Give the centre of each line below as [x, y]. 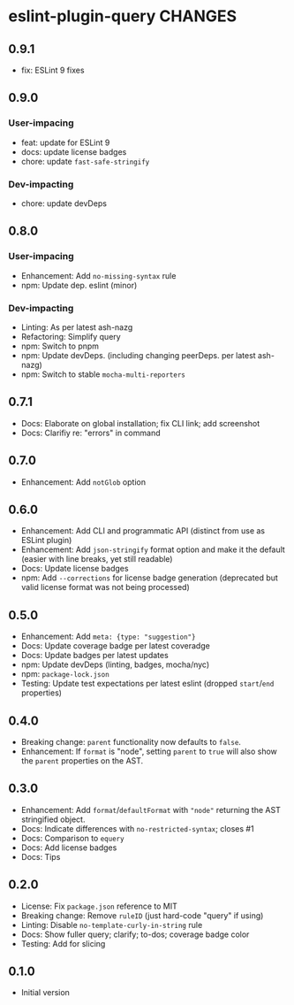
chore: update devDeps [64, 203]
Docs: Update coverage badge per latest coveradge [116, 646]
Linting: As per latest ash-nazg [77, 327]
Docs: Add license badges [69, 848]
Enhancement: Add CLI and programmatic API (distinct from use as [143, 531]
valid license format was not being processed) [106, 587]
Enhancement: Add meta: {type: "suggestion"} [108, 637]
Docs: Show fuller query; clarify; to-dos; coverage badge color [135, 934]
